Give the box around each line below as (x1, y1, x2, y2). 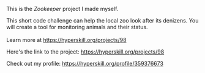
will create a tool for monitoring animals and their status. (6, 24, 148, 30)
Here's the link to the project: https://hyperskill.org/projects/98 (6, 48, 165, 55)
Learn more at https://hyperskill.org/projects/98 (6, 36, 127, 43)
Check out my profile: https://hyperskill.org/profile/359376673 (6, 60, 164, 67)
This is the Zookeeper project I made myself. (6, 5, 119, 12)
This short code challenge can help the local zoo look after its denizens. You (6, 17, 199, 24)
